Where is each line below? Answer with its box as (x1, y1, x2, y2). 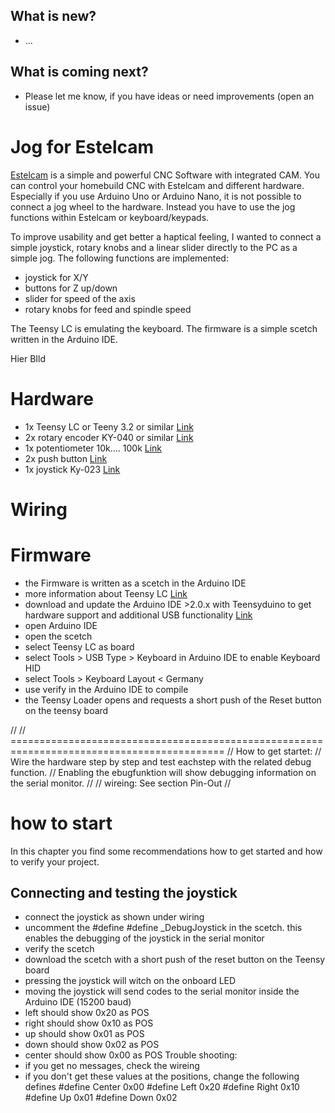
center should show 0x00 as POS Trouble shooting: (24, 1049, 238, 1061)
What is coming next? (10, 64, 149, 81)
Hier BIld (10, 352, 47, 364)
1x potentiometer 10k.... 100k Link (24, 442, 163, 454)
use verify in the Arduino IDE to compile (24, 683, 189, 695)
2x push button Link (24, 452, 108, 464)
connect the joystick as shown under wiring (24, 911, 205, 923)
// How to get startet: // (226, 745, 322, 757)
